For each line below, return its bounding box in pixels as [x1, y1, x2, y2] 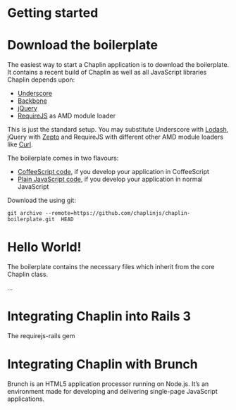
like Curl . [7, 140, 33, 149]
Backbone [17, 97, 47, 105]
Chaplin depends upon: [7, 75, 75, 84]
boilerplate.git [7, 216, 55, 223]
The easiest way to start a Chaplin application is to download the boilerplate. [7, 61, 230, 69]
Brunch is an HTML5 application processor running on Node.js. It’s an [7, 379, 209, 388]
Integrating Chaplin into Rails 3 [7, 309, 192, 325]
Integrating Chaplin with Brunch [7, 356, 199, 373]
